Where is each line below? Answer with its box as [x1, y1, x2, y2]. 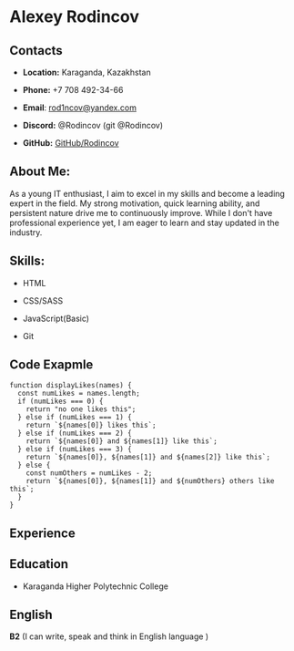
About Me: [9, 164, 71, 180]
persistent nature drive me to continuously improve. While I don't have [9, 207, 273, 218]
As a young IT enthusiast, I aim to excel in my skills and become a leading [9, 188, 285, 199]
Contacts [9, 43, 64, 58]
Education [9, 556, 69, 572]
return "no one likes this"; [25, 405, 137, 414]
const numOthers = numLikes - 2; [25, 469, 153, 478]
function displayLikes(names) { [9, 381, 132, 390]
